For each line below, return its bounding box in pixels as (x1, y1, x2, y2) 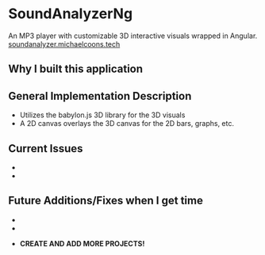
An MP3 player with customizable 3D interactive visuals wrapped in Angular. (8, 31, 258, 40)
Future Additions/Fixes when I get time (8, 194, 204, 207)
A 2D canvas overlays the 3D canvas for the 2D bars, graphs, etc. (19, 119, 235, 128)
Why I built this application (8, 63, 144, 76)
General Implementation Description (8, 89, 192, 103)
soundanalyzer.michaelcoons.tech (8, 39, 121, 48)
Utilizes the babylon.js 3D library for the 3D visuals (19, 110, 186, 120)
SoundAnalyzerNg (8, 5, 133, 23)
